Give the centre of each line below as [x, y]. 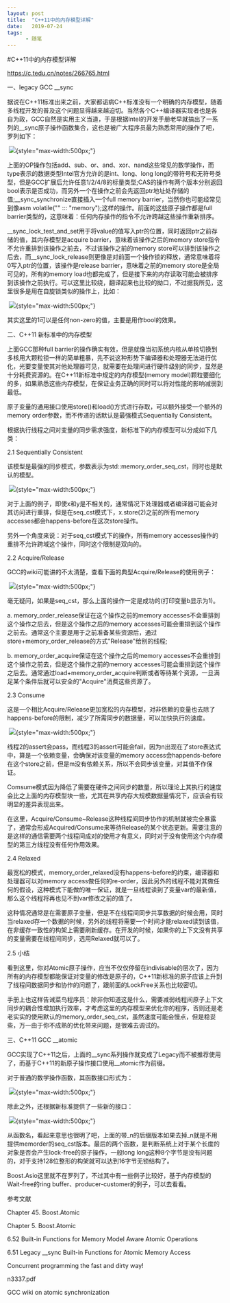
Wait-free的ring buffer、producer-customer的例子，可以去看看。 [99, 1184]
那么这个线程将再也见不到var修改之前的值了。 [72, 898]
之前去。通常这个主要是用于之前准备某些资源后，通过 [82, 633]
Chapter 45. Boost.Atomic [43, 1212]
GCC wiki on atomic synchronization [58, 1293]
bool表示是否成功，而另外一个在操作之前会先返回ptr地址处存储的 [98, 191]
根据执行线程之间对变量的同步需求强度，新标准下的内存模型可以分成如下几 [112, 430]
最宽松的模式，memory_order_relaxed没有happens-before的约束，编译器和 [113, 872]
